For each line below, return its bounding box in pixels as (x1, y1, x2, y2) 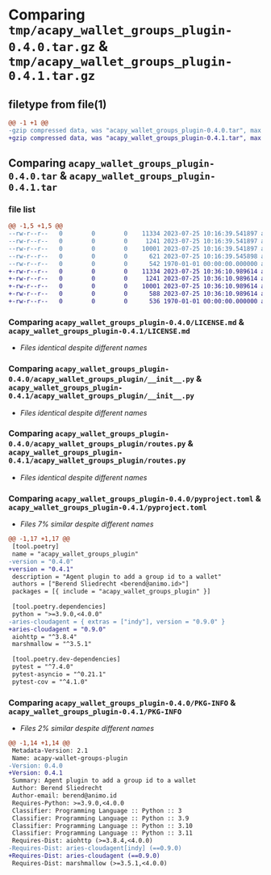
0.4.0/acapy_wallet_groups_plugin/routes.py (8, 439, 186, 449)
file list (8, 204, 36, 215)
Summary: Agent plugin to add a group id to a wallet (11, 776, 197, 785)
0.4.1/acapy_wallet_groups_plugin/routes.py (8, 456, 186, 466)
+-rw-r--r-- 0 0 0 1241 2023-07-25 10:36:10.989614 (8, 275, 258, 283)
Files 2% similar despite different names (19, 723, 155, 733)
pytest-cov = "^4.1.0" (11, 678, 89, 686)
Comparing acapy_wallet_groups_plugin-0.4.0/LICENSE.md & (8, 316, 244, 328)
